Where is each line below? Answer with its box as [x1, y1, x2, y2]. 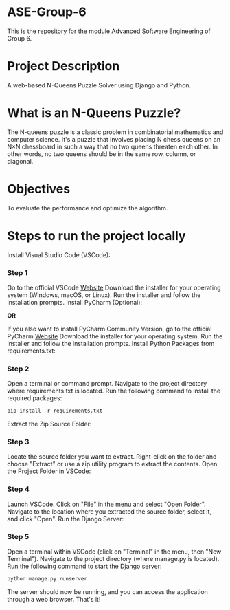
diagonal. [7, 157, 34, 165]
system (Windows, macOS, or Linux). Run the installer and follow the [7, 290, 201, 299]
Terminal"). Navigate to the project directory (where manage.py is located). [7, 555, 220, 563]
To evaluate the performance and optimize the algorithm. [7, 204, 168, 212]
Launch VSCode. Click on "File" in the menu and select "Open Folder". [7, 500, 206, 508]
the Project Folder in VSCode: [7, 467, 91, 475]
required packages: [7, 394, 62, 402]
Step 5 [7, 532, 30, 541]
